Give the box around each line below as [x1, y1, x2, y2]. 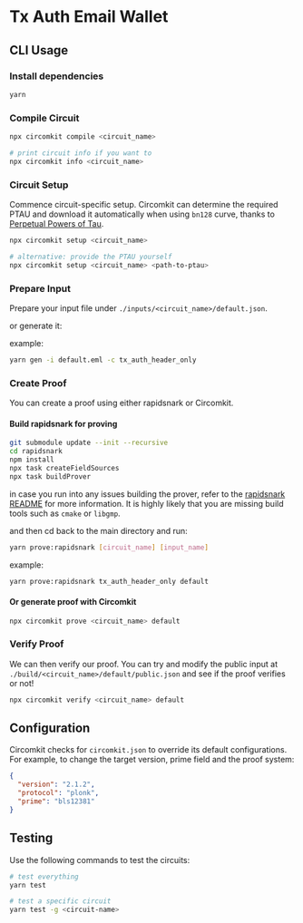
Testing [9, 831, 54, 846]
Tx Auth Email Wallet [9, 6, 169, 27]
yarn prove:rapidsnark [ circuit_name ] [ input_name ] [9, 542, 209, 552]
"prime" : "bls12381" [17, 797, 95, 806]
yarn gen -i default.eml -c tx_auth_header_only [9, 355, 197, 364]
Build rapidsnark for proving [9, 418, 118, 429]
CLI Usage [9, 43, 69, 58]
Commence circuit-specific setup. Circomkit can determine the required [9, 199, 279, 209]
